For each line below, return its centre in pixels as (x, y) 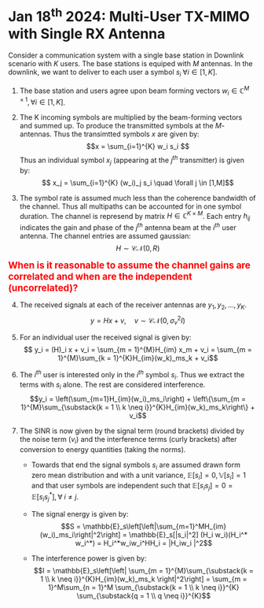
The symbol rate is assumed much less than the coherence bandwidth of (138, 198)
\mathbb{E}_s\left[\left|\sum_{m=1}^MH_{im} (154, 526)
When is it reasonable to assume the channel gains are (130, 265)
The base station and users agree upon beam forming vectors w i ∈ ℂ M (134, 91)
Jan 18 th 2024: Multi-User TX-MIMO (129, 15)
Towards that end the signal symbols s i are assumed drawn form (136, 465)
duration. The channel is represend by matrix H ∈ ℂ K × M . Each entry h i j (135, 216)
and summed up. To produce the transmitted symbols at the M (121, 126)
